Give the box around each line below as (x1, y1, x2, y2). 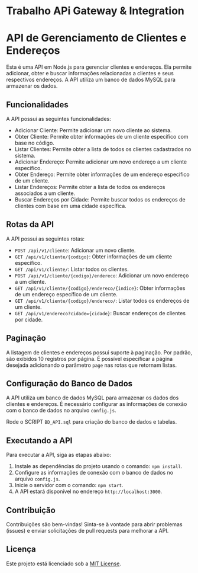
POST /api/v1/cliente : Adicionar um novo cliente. (14, 247, 136, 254)
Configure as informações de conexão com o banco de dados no (14, 469, 173, 476)
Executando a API (6, 436, 73, 446)
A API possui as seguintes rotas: (6, 235, 85, 242)
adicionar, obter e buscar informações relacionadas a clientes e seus (6, 70, 174, 77)
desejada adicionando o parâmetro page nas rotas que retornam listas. (6, 361, 177, 369)
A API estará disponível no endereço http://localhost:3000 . (14, 488, 163, 495)
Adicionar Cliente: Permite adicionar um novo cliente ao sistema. (14, 126, 172, 134)
